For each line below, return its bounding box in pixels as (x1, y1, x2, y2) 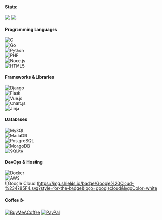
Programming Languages (5, 26, 57, 32)
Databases (5, 117, 28, 122)
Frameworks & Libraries (5, 74, 54, 80)
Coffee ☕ (5, 197, 24, 203)
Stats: (5, 4, 18, 10)
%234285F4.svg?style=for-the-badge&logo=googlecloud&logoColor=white (5, 186, 157, 191)
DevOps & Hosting (5, 159, 43, 165)
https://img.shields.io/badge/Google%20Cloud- (38, 180, 134, 186)
